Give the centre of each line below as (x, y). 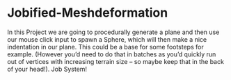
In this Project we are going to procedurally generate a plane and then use (113, 32)
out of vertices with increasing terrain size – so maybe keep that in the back (116, 61)
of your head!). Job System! (47, 69)
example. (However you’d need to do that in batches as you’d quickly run (112, 54)
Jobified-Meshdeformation (88, 13)
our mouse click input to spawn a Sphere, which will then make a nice (107, 39)
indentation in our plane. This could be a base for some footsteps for (105, 47)
